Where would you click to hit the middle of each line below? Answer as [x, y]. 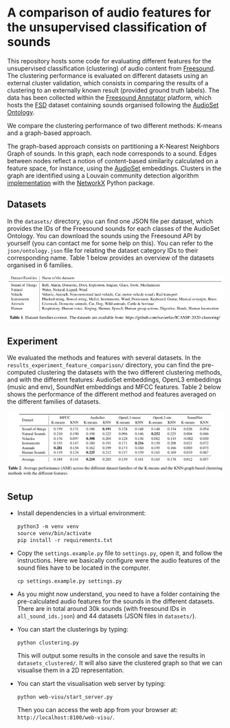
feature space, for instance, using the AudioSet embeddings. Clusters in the [114, 168]
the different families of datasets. [54, 402]
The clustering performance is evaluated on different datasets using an [107, 75]
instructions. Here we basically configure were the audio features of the [118, 561]
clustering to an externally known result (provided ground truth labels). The [113, 90]
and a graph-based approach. [49, 133]
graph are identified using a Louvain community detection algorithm [103, 175]
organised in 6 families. [40, 265]
